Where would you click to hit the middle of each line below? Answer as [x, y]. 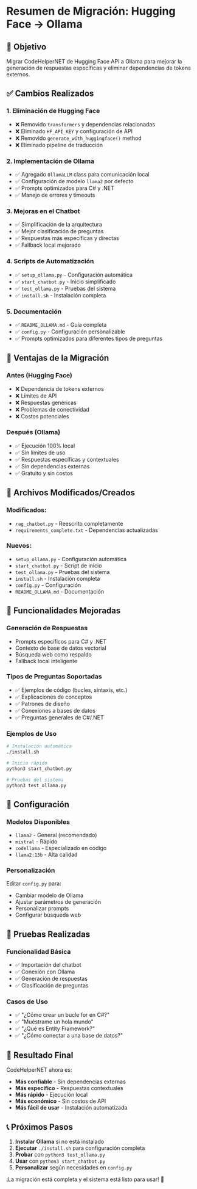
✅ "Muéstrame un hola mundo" [54, 1022]
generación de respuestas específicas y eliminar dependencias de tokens [99, 68]
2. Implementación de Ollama [50, 161]
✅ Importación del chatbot [48, 965]
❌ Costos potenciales [42, 416]
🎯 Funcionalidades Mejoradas [64, 611]
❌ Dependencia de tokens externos [60, 388]
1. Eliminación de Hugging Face [53, 111]
